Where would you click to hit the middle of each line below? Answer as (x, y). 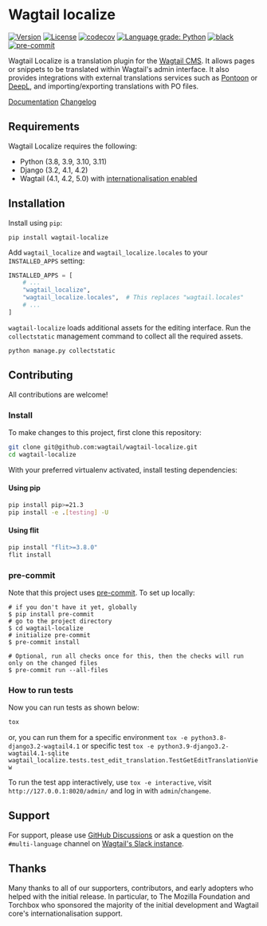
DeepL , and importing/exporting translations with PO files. (104, 86)
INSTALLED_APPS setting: (47, 260)
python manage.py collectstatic (62, 350)
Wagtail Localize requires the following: (73, 146)
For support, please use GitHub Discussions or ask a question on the (121, 835)
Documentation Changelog (53, 101)
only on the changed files (53, 663)
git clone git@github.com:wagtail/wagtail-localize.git (103, 447)
